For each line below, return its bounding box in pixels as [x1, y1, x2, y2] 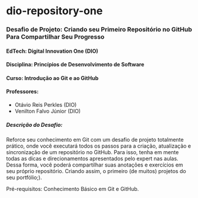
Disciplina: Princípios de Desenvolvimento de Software [6, 61, 145, 68]
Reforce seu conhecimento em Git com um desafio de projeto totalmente [6, 136, 184, 143]
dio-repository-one [6, 4, 103, 18]
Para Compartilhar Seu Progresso [6, 33, 105, 41]
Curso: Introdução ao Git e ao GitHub [6, 74, 99, 81]
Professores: [6, 88, 39, 95]
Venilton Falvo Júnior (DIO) [14, 108, 81, 115]
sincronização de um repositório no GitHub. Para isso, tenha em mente [6, 149, 179, 156]
